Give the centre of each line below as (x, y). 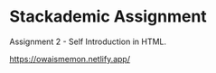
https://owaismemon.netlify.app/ (70, 59)
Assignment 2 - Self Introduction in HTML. (88, 41)
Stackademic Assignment (108, 17)
